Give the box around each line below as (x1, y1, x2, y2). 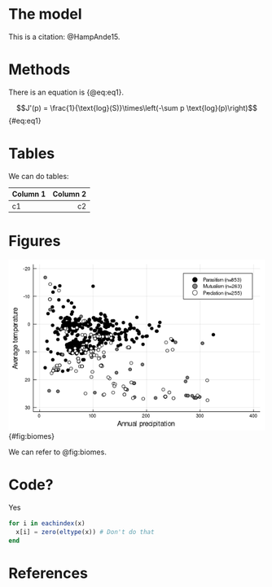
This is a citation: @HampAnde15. (8, 32, 121, 42)
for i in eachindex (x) (8, 519, 86, 528)
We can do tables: (8, 171, 69, 181)
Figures (8, 232, 61, 251)
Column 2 (52, 189, 87, 199)
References (8, 563, 88, 582)
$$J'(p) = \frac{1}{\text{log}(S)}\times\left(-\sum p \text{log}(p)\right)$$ (15, 103, 258, 112)
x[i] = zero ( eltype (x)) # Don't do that (15, 528, 155, 536)
